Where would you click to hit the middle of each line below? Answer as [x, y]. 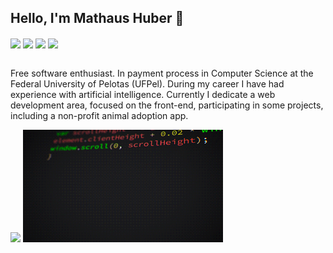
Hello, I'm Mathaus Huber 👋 [97, 18]
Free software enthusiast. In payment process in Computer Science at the [162, 73]
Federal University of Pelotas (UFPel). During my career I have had [147, 83]
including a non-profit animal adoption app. [99, 115]
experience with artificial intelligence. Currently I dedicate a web [143, 94]
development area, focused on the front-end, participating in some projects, [167, 105]
